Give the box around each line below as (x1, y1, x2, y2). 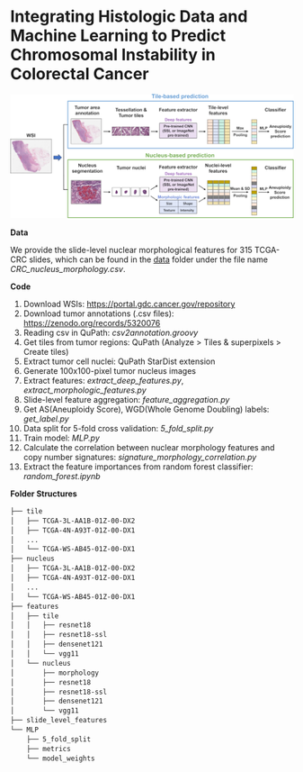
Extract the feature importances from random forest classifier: (22, 461, 254, 472)
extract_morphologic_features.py (22, 385, 147, 395)
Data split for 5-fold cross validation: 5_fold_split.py (22, 422, 214, 433)
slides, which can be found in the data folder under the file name (29, 254, 269, 265)
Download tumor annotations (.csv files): (22, 308, 174, 319)
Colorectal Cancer (10, 64, 149, 85)
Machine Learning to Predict (10, 25, 227, 46)
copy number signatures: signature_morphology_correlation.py (22, 451, 257, 462)
